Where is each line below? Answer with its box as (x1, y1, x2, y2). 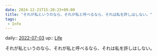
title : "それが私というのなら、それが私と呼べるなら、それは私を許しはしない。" (5, 12, 152, 17)
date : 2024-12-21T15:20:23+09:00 (5, 7, 75, 12)
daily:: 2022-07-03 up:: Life (5, 35, 63, 41)
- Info (7, 21, 22, 26)
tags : (5, 16, 17, 21)
